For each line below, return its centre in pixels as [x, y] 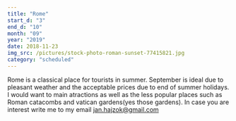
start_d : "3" [26, 20]
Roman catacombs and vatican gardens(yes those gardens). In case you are [118, 102]
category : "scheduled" [41, 60]
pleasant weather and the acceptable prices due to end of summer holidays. [118, 87]
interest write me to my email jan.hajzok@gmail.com [83, 109]
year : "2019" [26, 40]
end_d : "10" [25, 27]
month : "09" [25, 33]
